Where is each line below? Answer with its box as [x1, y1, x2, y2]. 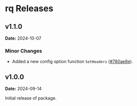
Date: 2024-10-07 [5, 35, 41, 41]
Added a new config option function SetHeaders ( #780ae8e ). [12, 59, 133, 64]
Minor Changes [5, 47, 42, 54]
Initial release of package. [5, 95, 57, 101]
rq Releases [5, 3, 53, 14]
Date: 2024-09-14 [5, 86, 42, 92]
